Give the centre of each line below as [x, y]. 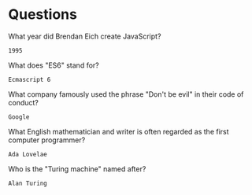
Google [19, 117]
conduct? [24, 102]
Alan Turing [28, 183]
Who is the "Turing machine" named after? [77, 169]
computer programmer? [47, 140]
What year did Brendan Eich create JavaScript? [85, 36]
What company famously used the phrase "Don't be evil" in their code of [126, 94]
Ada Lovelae [28, 154]
